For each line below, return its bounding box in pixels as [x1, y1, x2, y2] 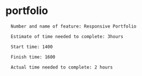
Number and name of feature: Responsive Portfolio [11, 23, 137, 29]
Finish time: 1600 [11, 54, 56, 60]
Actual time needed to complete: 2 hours [11, 64, 113, 70]
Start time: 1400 [11, 44, 53, 50]
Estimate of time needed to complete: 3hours [11, 33, 124, 39]
